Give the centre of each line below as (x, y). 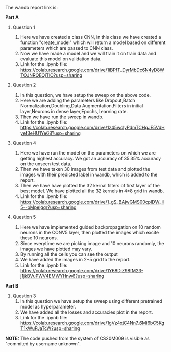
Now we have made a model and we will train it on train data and (88, 53)
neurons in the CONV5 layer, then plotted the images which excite (90, 233)
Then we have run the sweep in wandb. (62, 117)
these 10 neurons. (39, 238)
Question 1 (24, 27)
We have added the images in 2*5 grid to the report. (75, 260)
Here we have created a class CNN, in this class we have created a (91, 37)
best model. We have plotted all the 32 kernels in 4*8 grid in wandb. (92, 191)
